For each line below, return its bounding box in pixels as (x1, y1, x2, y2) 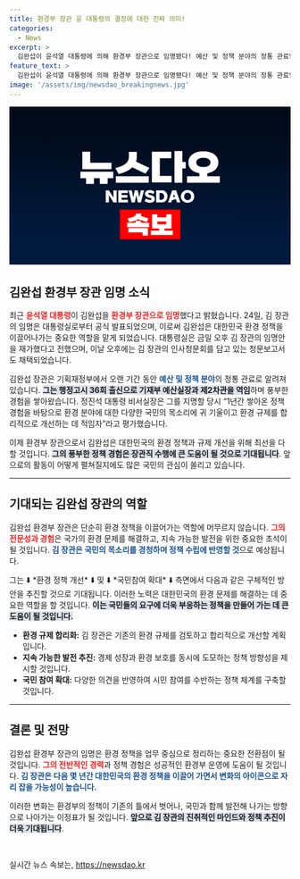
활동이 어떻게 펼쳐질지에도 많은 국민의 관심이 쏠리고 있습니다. (32, 460, 246, 471)
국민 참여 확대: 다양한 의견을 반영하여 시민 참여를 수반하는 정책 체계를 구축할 (21, 674, 287, 685)
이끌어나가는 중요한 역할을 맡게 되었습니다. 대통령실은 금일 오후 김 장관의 (9, 332, 262, 343)
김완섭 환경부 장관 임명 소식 (9, 284, 150, 299)
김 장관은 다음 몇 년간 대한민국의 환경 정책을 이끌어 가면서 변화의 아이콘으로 (21, 770, 279, 781)
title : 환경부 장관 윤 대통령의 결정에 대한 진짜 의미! (9, 14, 186, 23)
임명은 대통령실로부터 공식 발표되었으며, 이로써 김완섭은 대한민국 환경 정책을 (18, 322, 284, 332)
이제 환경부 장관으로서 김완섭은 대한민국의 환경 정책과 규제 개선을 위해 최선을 (9, 438, 277, 448)
